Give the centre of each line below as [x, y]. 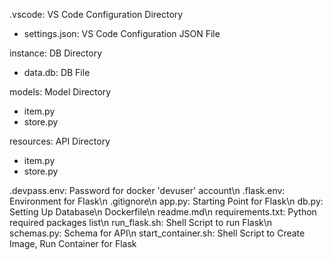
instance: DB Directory [56, 53]
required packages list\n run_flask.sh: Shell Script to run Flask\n [141, 222]
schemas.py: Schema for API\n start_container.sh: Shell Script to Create [157, 233]
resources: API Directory [60, 141]
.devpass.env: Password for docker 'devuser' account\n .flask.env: [147, 190]
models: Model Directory [60, 92]
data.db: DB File [57, 72]
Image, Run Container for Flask [73, 243]
